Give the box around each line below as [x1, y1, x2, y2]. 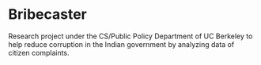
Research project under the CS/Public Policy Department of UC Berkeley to [8, 31, 253, 41]
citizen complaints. [8, 48, 70, 57]
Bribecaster [8, 5, 87, 23]
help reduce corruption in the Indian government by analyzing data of [8, 39, 235, 49]
